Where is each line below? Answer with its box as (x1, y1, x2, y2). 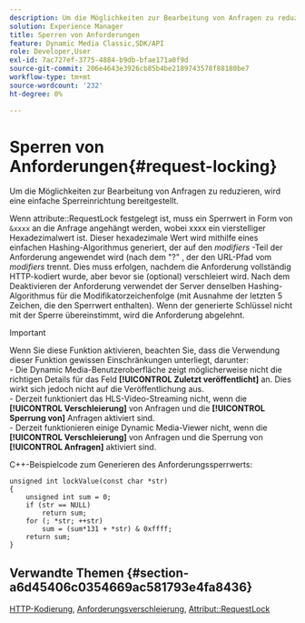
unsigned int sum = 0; (25, 493, 112, 502)
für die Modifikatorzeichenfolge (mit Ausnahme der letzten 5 (56, 290, 283, 301)
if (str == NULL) (25, 501, 92, 510)
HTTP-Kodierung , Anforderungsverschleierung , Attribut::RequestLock (9, 604, 271, 615)
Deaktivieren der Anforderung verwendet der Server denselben (9, 281, 247, 292)
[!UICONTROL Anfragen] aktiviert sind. (9, 442, 157, 453)
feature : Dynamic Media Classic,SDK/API (9, 38, 165, 48)
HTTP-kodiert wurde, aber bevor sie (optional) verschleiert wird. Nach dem (9, 271, 290, 282)
